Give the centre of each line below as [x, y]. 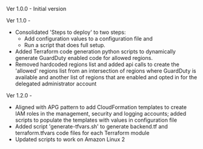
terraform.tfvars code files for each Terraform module [82, 133]
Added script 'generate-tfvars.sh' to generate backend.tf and [92, 126]
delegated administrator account [56, 84]
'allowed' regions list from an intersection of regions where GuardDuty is [105, 71]
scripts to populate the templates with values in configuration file [96, 120]
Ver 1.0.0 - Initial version [36, 9]
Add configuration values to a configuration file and [88, 38]
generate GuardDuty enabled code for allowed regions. [84, 58]
